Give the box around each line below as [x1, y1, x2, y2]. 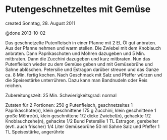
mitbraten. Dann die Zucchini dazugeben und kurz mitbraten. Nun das [5, 55, 150, 61]
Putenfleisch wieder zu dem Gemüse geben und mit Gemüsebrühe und [5, 61, 153, 67]
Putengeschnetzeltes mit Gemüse [5, 4, 151, 15]
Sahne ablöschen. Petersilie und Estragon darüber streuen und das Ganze [5, 66, 159, 73]
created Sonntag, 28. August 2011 [5, 20, 76, 26]
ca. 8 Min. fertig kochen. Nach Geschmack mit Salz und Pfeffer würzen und [5, 72, 162, 78]
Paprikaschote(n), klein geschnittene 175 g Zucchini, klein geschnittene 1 [5, 107, 156, 113]
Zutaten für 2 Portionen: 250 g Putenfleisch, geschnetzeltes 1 [5, 102, 133, 108]
